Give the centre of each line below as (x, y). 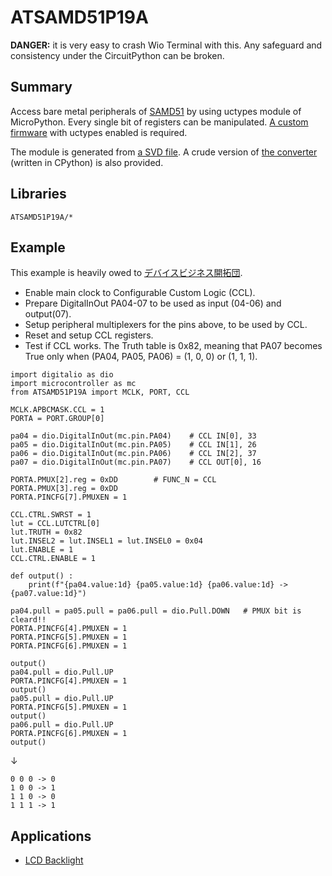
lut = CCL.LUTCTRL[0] (55, 524)
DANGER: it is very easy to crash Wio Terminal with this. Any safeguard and (166, 45)
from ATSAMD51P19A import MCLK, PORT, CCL (100, 392)
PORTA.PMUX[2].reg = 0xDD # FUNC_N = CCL (113, 480)
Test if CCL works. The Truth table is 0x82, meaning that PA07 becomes (173, 346)
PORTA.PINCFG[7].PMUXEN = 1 (69, 497)
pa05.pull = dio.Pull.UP (62, 699)
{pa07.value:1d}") (48, 594)
